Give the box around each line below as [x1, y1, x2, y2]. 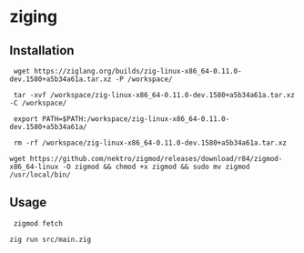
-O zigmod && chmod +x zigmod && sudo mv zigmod [62, 162, 250, 171]
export [13, 115, 39, 124]
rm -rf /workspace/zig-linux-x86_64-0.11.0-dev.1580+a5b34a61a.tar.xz [13, 138, 287, 147]
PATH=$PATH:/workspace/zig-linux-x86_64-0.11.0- [42, 115, 230, 124]
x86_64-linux [9, 162, 59, 171]
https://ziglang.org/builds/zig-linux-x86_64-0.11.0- [33, 66, 243, 76]
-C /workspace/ [9, 98, 67, 107]
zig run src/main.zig [9, 235, 92, 244]
